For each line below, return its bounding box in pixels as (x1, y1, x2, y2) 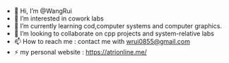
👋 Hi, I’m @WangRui (13, 7, 73, 15)
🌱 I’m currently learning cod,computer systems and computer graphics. (13, 22, 223, 30)
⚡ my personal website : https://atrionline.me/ (13, 48, 147, 56)
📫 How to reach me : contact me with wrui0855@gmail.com (13, 38, 191, 45)
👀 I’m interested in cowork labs (13, 14, 104, 23)
